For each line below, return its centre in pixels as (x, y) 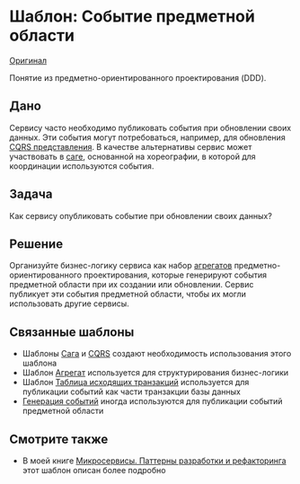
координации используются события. (82, 166)
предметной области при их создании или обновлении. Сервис (132, 285)
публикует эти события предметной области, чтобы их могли (128, 295)
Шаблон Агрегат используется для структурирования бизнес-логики (155, 373)
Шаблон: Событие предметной (132, 17)
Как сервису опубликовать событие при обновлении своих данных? (141, 216)
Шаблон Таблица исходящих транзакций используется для (136, 383)
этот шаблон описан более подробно (94, 470)
